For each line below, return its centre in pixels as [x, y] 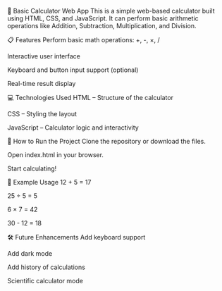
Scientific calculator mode [45, 281]
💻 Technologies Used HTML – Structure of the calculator [91, 98]
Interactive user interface [44, 56]
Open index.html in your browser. [56, 155]
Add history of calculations [47, 267]
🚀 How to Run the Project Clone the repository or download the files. [107, 141]
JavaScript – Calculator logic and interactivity [73, 128]
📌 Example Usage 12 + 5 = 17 [49, 182]
